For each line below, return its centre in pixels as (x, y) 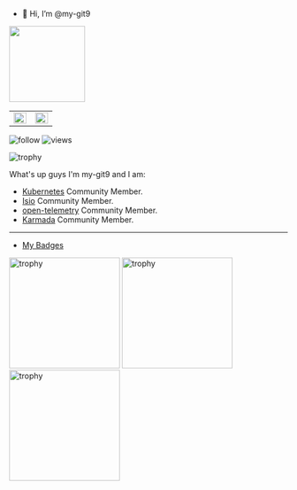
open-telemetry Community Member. (90, 210)
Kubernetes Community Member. (82, 191)
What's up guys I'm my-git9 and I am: (77, 174)
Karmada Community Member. (78, 220)
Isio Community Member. (68, 201)
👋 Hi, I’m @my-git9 (56, 14)
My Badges (43, 245)
